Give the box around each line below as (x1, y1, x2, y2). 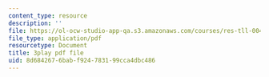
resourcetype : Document (8, 42, 88, 50)
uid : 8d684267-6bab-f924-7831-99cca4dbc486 (8, 57, 156, 65)
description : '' (8, 19, 62, 27)
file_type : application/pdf (8, 34, 102, 43)
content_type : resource (8, 11, 88, 20)
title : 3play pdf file (8, 49, 84, 57)
